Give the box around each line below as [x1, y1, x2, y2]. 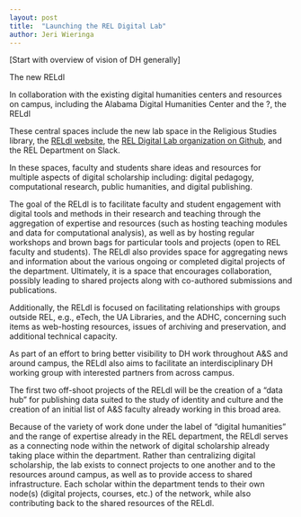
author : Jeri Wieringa [9, 30, 94, 39]
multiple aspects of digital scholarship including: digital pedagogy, [9, 172, 254, 183]
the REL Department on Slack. [9, 145, 120, 156]
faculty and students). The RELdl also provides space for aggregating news [9, 246, 288, 257]
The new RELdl [9, 72, 66, 83]
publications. [9, 285, 58, 296]
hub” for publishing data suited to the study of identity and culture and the [9, 395, 284, 406]
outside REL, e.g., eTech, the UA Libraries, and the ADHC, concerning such [9, 312, 287, 323]
